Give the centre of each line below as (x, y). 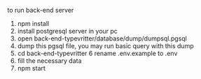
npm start (31, 68)
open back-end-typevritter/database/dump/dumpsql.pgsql (102, 38)
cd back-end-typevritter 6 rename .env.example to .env (97, 53)
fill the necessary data (49, 61)
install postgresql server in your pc (67, 31)
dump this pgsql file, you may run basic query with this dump (105, 46)
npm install (33, 23)
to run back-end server (41, 10)
